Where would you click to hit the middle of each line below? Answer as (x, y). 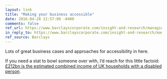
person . (13, 71)
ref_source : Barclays (28, 38)
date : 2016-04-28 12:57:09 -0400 (40, 19)
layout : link (19, 10)
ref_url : (14, 28)
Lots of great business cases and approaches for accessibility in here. (77, 51)
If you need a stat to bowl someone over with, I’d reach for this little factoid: (82, 61)
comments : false (22, 23)
